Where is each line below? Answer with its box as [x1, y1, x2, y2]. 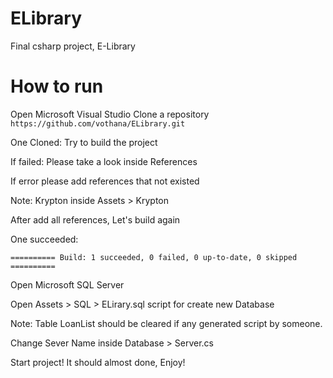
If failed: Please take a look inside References [10, 155, 198, 167]
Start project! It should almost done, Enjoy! [10, 356, 186, 368]
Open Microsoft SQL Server [10, 278, 125, 291]
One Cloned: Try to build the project [10, 136, 158, 148]
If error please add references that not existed [10, 175, 200, 187]
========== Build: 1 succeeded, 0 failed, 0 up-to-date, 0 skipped [10, 252, 298, 262]
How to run [10, 75, 104, 98]
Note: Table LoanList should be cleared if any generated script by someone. [10, 317, 323, 329]
